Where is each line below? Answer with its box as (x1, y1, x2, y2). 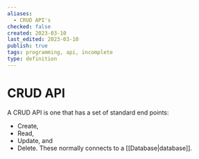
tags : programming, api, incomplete (7, 49, 113, 56)
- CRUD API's (13, 17, 51, 24)
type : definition (7, 56, 58, 62)
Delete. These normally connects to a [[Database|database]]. (17, 144, 193, 152)
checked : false (7, 23, 51, 30)
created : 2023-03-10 (7, 29, 67, 37)
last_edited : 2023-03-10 (7, 36, 79, 43)
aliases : (7, 10, 33, 17)
